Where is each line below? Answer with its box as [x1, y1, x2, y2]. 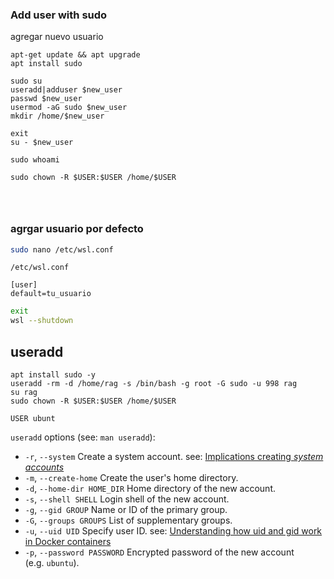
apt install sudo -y [10, 370, 97, 380]
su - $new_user [10, 138, 74, 148]
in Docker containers [24, 536, 112, 548]
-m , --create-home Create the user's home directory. [24, 472, 239, 484]
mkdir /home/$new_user [10, 111, 105, 122]
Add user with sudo [10, 8, 108, 22]
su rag [10, 388, 38, 398]
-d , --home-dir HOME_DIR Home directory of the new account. [24, 483, 276, 495]
